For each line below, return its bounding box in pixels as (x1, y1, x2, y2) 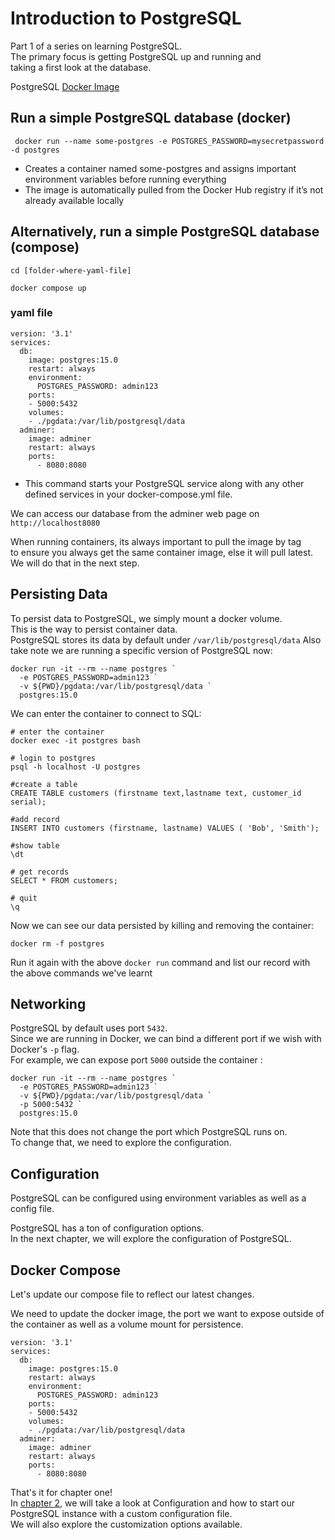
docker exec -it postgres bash (10, 735, 141, 746)
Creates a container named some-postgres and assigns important (24, 162, 297, 174)
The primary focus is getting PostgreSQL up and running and (10, 50, 262, 62)
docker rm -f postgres (10, 938, 105, 949)
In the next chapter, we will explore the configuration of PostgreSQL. (10, 1233, 292, 1245)
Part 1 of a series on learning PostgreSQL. (10, 40, 183, 52)
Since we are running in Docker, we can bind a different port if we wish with (10, 1033, 322, 1045)
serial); (10, 797, 47, 807)
